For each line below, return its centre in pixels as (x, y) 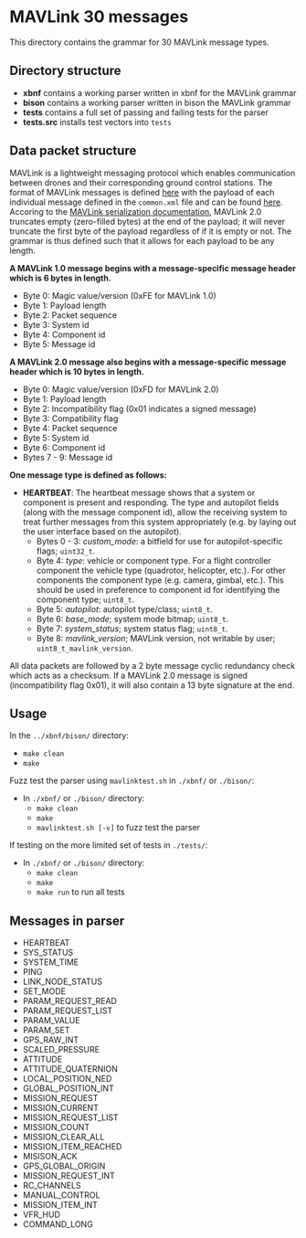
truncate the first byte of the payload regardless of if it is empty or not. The (151, 231)
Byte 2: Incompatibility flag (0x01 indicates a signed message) (140, 408)
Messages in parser (67, 921)
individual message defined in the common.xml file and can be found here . (146, 202)
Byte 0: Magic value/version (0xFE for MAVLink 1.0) (119, 295)
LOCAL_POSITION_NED (67, 1079)
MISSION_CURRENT (60, 1108)
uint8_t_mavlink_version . (85, 648)
